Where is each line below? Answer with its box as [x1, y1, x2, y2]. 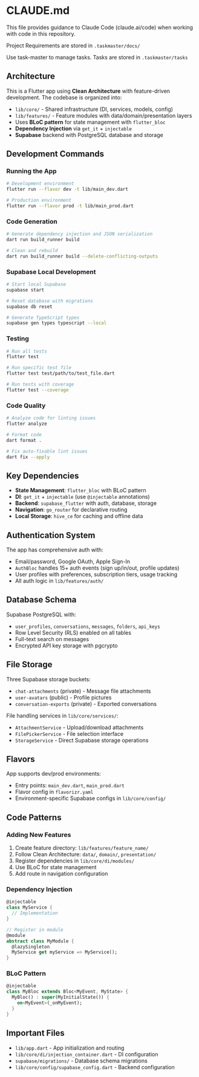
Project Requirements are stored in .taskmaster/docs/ [6, 42, 140, 49]
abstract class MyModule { [6, 938, 74, 944]
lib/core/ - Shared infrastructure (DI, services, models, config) [15, 105, 174, 113]
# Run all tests [6, 348, 47, 355]
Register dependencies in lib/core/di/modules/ [15, 857, 135, 864]
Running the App [6, 167, 57, 176]
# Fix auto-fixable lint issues [6, 448, 88, 455]
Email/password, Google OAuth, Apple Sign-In [15, 558, 130, 565]
